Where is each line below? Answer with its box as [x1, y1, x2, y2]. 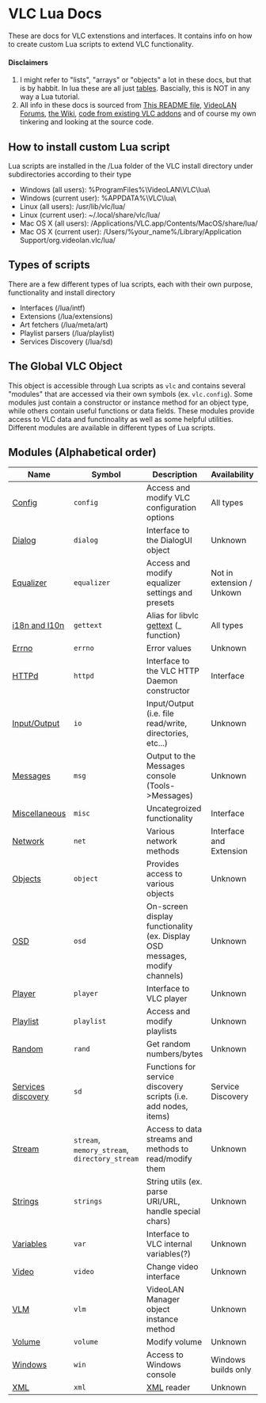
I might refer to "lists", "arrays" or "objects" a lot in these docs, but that [19, 75, 252, 85]
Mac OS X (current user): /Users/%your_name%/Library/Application [19, 226, 241, 236]
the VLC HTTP [146, 666, 200, 677]
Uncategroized [146, 803, 202, 814]
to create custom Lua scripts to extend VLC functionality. [8, 39, 194, 48]
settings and [146, 587, 192, 599]
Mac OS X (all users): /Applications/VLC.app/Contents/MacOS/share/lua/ [19, 219, 258, 228]
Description [152, 469, 198, 480]
